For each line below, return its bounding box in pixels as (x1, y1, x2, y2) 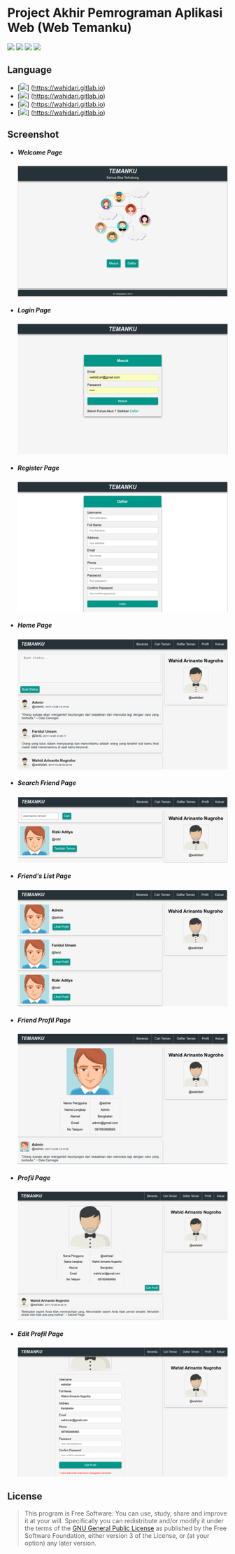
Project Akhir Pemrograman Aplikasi (7, 5, 223, 21)
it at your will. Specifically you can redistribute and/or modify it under (24, 1516, 224, 1525)
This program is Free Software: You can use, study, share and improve (24, 1509, 227, 1518)
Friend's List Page (17, 872, 71, 880)
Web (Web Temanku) (7, 20, 132, 36)
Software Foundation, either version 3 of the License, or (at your (24, 1531, 210, 1539)
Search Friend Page (17, 779, 77, 787)
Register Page (17, 463, 59, 473)
